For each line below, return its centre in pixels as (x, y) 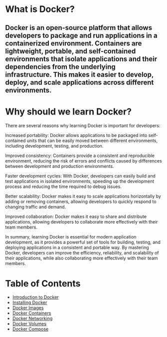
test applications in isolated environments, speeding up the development (80, 181)
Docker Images (28, 308)
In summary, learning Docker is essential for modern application (71, 236)
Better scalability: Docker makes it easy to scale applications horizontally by (83, 196)
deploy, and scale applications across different (80, 82)
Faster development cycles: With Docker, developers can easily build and (80, 175)
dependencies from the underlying (60, 67)
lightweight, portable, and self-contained (71, 51)
